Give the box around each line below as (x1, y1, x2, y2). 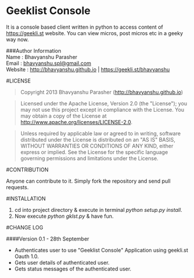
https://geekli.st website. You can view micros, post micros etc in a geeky (6, 29, 183, 36)
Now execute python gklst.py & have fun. (14, 212, 114, 219)
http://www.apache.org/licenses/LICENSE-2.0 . (20, 118, 133, 125)
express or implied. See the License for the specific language (20, 148, 168, 156)
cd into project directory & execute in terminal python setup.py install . (14, 206, 182, 213)
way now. (6, 36, 29, 43)
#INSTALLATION (6, 195, 46, 202)
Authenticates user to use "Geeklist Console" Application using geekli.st (14, 246, 189, 253)
